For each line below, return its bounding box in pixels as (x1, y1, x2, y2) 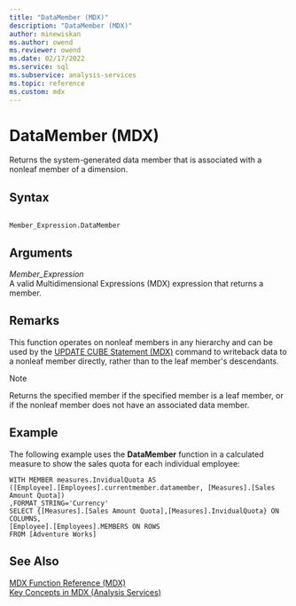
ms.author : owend (9, 37, 74, 47)
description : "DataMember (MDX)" (9, 21, 133, 30)
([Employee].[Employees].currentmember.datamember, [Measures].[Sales (9, 483, 276, 492)
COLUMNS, (9, 514, 42, 523)
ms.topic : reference (9, 79, 86, 88)
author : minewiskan (9, 29, 82, 38)
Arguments (9, 245, 74, 260)
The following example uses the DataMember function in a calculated (9, 449, 264, 460)
